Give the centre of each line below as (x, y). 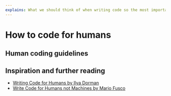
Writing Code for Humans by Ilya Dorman (56, 83)
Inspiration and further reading (55, 70)
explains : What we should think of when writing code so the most (77, 10)
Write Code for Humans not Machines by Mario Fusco (69, 88)
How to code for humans (58, 35)
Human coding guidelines (47, 54)
